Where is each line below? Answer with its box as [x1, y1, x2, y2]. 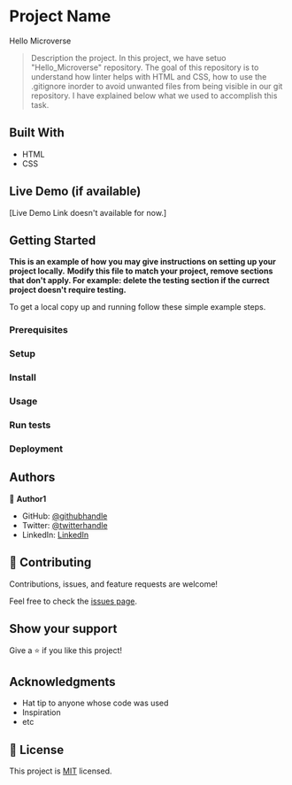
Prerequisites [9, 324, 68, 336]
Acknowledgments [9, 674, 117, 689]
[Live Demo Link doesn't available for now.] [9, 207, 167, 218]
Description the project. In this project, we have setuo [30, 52, 227, 63]
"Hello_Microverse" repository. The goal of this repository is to [30, 62, 259, 73]
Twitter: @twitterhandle [21, 519, 108, 530]
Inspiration [21, 707, 61, 718]
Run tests [9, 419, 51, 431]
